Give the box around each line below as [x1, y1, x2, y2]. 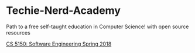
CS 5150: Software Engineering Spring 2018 [6, 40, 112, 47]
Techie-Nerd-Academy [6, 4, 121, 17]
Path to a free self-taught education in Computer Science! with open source [6, 23, 189, 30]
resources [6, 29, 30, 36]
